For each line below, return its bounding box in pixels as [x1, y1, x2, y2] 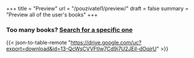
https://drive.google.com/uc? [70, 39, 142, 46]
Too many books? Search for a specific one [6, 26, 133, 34]
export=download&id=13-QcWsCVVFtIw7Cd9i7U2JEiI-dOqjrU [6, 45, 157, 52]
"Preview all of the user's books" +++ [6, 11, 98, 18]
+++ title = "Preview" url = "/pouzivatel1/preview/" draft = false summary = [6, 5, 189, 12]
